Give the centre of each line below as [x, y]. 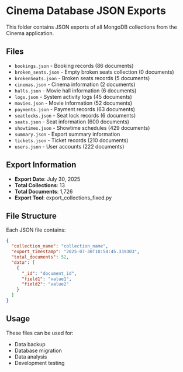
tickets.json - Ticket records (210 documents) [71, 140]
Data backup [30, 344]
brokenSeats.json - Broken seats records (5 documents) [82, 78]
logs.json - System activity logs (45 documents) [73, 97]
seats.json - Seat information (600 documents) [72, 122]
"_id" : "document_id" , [49, 273]
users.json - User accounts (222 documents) [69, 146]
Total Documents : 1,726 [44, 191]
